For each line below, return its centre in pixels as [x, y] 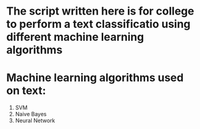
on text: [26, 91]
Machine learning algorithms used [95, 78]
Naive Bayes [31, 114]
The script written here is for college [100, 11]
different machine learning [75, 37]
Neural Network [35, 120]
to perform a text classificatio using [98, 24]
